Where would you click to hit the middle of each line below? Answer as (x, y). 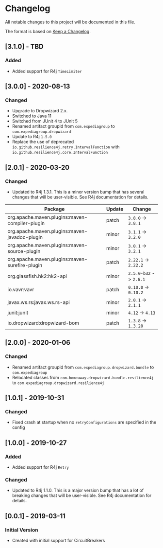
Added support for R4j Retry (41, 467)
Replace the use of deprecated (43, 142)
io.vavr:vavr (21, 290)
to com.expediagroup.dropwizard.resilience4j (58, 383)
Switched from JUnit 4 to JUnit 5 (45, 121)
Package (55, 209)
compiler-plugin (26, 223)
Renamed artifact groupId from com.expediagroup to (63, 126)
